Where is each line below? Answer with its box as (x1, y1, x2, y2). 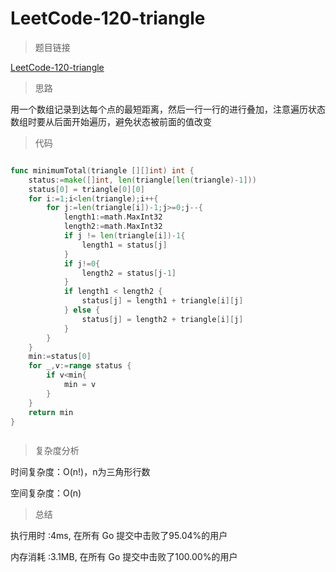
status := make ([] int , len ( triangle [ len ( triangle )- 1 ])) (28, 175, 257, 185)
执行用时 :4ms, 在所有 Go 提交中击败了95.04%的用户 (10, 530, 228, 542)
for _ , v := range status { (28, 361, 132, 371)
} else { (63, 305, 101, 316)
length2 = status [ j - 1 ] (81, 268, 177, 278)
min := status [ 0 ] (28, 352, 92, 362)
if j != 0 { (63, 258, 101, 269)
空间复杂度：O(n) (10, 487, 82, 499)
